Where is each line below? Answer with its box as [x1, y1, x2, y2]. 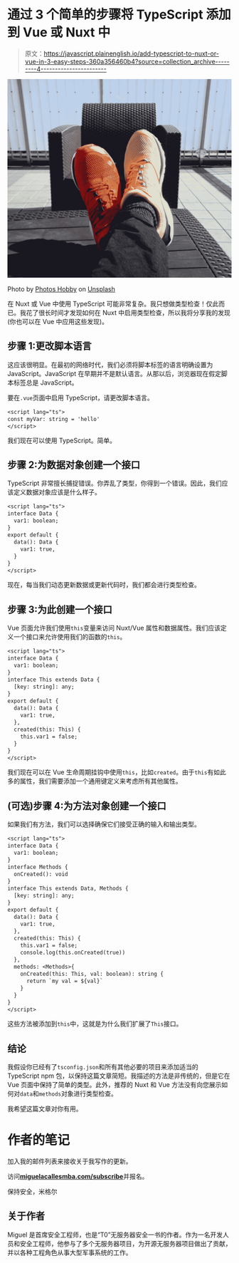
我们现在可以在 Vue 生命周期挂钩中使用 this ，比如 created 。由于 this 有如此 [7, 768, 226, 776]
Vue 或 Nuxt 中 [22, 24, 111, 41]
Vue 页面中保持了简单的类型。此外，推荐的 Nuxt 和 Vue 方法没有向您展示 [7, 1080, 222, 1088]
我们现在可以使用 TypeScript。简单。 [7, 436, 116, 445]
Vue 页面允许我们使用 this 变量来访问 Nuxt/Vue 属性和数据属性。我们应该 [7, 624, 221, 633]
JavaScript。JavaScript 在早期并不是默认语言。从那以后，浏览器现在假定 [7, 369, 222, 378]
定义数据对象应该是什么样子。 [13, 488, 101, 497]
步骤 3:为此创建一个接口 [7, 603, 112, 615]
